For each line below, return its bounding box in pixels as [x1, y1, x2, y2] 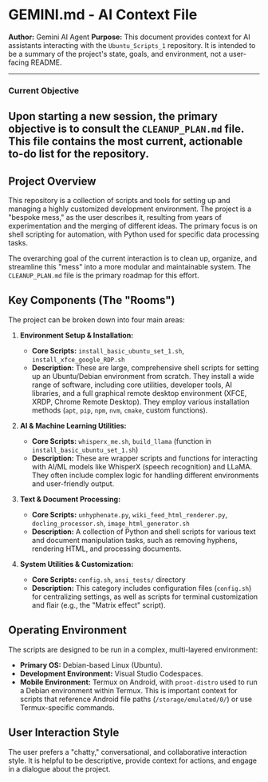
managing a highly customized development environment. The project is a [8, 204, 252, 213]
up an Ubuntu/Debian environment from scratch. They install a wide [31, 371, 254, 381]
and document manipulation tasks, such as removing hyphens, [31, 535, 238, 545]
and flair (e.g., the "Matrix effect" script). [31, 600, 166, 609]
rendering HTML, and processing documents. [31, 544, 182, 553]
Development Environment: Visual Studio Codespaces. [19, 668, 203, 678]
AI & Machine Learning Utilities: [19, 421, 127, 430]
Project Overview [8, 174, 97, 188]
